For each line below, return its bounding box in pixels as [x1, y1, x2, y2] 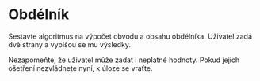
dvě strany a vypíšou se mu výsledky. [8, 39, 131, 49]
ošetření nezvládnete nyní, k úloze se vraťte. [8, 63, 153, 72]
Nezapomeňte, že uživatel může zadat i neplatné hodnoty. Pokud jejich [8, 55, 240, 64]
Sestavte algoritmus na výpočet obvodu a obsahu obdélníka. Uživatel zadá [8, 31, 252, 41]
